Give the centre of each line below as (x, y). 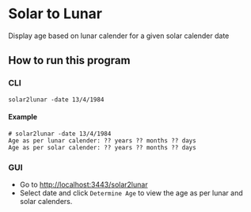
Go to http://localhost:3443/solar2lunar (84, 185)
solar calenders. (46, 202)
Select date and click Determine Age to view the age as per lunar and (131, 193)
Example (23, 117)
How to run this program (69, 61)
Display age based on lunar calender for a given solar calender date (119, 36)
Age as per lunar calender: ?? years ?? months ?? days (102, 140)
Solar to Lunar (55, 14)
